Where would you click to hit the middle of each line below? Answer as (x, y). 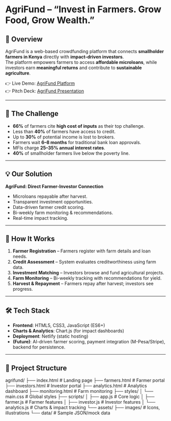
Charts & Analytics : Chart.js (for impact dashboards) (68, 331)
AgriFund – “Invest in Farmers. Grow (83, 9)
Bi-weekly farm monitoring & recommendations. (63, 213)
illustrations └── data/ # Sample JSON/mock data (58, 413)
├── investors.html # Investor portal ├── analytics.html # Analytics (76, 386)
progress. (23, 289)
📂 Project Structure (36, 368)
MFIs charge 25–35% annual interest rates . (59, 148)
